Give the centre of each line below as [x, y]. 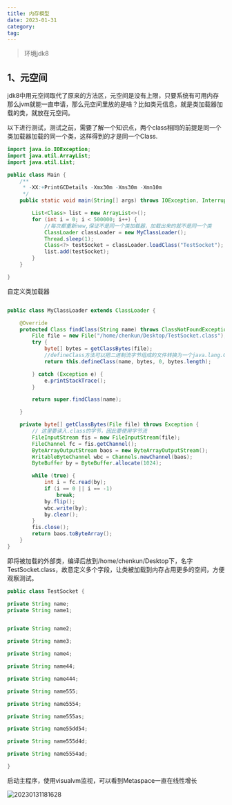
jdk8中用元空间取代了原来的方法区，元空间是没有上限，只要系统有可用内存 [113, 96]
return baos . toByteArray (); [72, 534]
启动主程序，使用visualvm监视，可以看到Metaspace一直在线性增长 [102, 780]
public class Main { [37, 175]
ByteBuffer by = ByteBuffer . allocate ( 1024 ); [97, 463]
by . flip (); [60, 501]
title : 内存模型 [28, 14]
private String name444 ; [43, 679]
